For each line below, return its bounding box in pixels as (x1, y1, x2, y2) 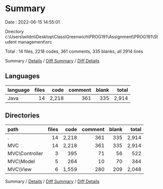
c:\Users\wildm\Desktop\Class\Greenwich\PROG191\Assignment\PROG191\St (5, 34, 158, 40)
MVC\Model (7, 158, 35, 165)
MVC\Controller (7, 150, 43, 157)
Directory (5, 28, 24, 34)
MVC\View (7, 166, 32, 172)
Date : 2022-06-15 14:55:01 (5, 19, 60, 25)
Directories (5, 111, 40, 120)
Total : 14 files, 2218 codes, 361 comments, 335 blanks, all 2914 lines (5, 48, 143, 54)
